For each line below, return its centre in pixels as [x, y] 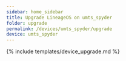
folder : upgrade [27, 23]
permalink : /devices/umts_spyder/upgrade [59, 29]
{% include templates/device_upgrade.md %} [63, 51]
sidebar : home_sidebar [35, 12]
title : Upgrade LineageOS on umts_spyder [59, 18]
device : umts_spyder [32, 34]
